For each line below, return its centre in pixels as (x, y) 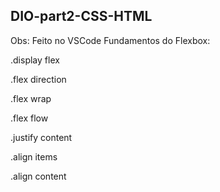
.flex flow (29, 118)
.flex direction (38, 79)
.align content (38, 176)
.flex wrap (31, 98)
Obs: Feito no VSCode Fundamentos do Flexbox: (110, 40)
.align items (34, 156)
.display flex (35, 60)
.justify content (41, 137)
